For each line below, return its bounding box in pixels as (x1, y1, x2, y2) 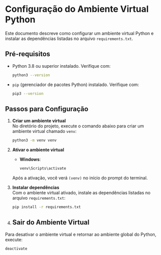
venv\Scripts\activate (19, 166, 66, 171)
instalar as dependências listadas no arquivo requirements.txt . (5, 36, 133, 42)
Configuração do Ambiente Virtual (5, 3, 149, 15)
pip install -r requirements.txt (12, 205, 81, 210)
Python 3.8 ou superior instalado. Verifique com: (12, 63, 111, 69)
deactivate (5, 246, 28, 251)
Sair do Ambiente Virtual (12, 218, 90, 227)
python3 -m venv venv (12, 138, 57, 143)
